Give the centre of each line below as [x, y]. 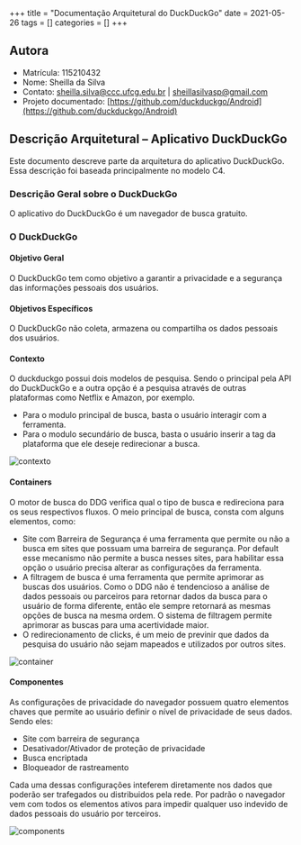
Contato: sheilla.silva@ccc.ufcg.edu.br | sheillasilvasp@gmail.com [145, 91]
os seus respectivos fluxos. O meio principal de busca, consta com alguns [147, 512]
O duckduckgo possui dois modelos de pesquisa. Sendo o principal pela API [150, 378]
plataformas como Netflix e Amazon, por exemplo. [102, 398]
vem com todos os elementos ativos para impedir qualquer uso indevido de [149, 804]
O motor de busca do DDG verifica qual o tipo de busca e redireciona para [147, 502]
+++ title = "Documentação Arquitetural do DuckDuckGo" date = [129, 13]
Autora [29, 51]
